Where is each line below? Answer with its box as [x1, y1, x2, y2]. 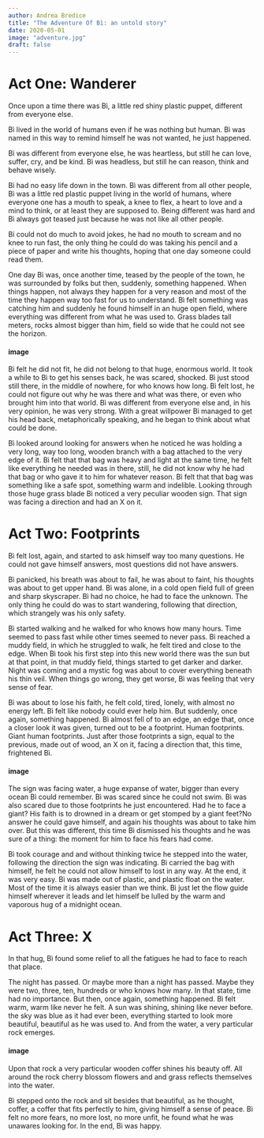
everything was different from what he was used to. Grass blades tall [8, 312, 232, 322]
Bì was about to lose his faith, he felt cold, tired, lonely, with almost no [8, 698, 235, 707]
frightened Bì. [8, 748, 53, 758]
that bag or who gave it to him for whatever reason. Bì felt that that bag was [8, 472, 254, 482]
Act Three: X [8, 928, 93, 945]
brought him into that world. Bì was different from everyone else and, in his [8, 398, 251, 408]
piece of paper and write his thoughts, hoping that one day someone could [8, 247, 251, 256]
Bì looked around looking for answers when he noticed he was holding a [8, 439, 243, 448]
